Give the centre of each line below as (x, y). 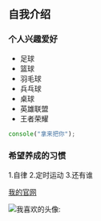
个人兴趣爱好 (33, 39)
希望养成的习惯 (37, 156)
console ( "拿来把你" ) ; (42, 134)
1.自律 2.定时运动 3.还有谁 (51, 174)
